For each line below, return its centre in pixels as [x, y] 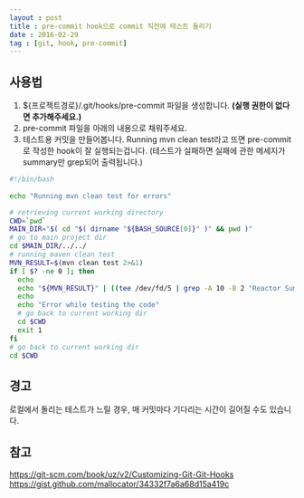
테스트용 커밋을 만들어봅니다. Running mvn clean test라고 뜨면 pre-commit [157, 139]
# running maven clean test [62, 254]
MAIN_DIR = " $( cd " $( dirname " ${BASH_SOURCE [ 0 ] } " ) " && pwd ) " [131, 229]
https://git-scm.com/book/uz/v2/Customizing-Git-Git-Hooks [122, 474]
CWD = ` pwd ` [28, 221]
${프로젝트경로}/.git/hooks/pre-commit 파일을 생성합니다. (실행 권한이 [148, 106]
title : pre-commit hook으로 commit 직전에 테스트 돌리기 [110, 26]
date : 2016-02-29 [44, 34]
